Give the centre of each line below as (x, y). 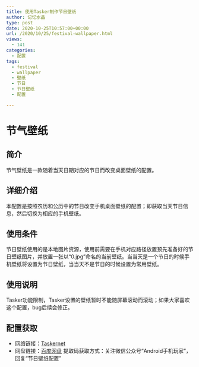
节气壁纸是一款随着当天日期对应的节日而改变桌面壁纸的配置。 (82, 170)
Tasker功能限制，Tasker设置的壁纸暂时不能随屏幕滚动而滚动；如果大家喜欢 (98, 300)
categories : (21, 50)
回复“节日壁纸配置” (38, 358)
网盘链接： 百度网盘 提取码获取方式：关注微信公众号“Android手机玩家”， (103, 351)
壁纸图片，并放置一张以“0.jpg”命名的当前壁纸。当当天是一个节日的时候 (98, 257)
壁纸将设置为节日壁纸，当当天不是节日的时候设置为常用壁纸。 (86, 264)
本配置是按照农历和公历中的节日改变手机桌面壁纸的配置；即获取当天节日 (94, 206)
